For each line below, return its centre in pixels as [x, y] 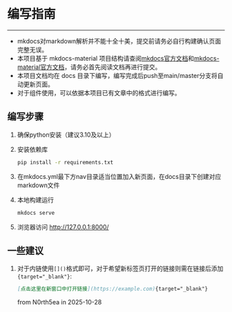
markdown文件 [38, 185]
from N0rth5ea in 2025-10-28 [59, 302]
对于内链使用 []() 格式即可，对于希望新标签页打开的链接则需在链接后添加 [120, 269]
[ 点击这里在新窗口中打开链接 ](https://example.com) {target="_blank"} [113, 289]
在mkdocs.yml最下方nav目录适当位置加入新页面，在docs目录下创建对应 [119, 176]
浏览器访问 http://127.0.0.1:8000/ [63, 227]
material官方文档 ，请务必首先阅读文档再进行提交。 [89, 67]
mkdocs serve [36, 213]
